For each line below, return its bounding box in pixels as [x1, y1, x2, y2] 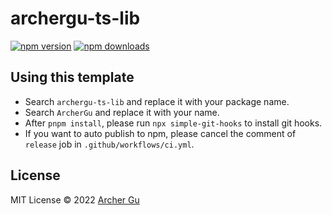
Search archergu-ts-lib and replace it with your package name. [24, 95, 290, 107]
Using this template [10, 69, 135, 86]
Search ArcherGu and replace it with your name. [24, 106, 220, 118]
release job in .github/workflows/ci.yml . [24, 138, 195, 150]
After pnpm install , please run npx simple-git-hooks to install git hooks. [24, 117, 323, 129]
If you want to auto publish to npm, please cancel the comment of [24, 127, 297, 139]
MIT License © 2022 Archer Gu [10, 193, 140, 206]
